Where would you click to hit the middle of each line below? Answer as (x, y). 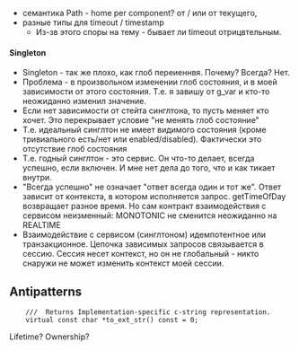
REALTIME (41, 225)
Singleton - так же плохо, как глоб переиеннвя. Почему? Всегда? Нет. (156, 73)
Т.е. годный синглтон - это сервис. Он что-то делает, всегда (138, 158)
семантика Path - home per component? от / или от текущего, (140, 13)
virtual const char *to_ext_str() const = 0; (112, 320)
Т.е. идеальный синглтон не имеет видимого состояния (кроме (144, 130)
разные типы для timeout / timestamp (93, 22)
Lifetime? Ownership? (49, 337)
